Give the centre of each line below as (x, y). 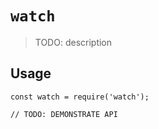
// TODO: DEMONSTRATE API (64, 114)
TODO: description (73, 42)
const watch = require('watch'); (80, 97)
